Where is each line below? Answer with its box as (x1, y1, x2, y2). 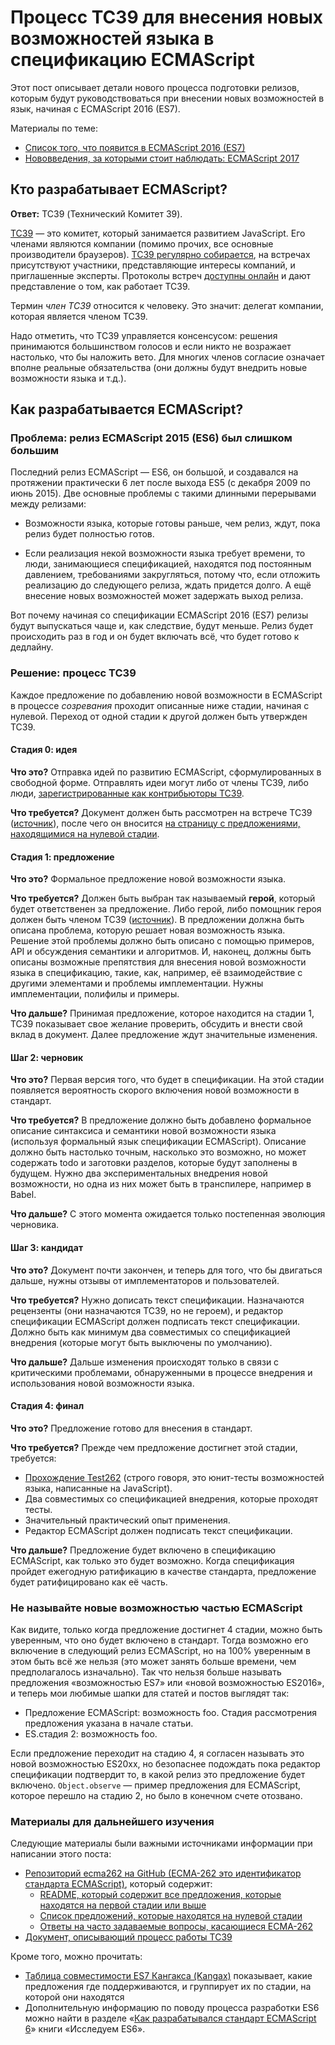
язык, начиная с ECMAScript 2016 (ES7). (10, 102, 181, 115)
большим (10, 444, 60, 458)
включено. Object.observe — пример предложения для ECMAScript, (10, 1779, 302, 1791)
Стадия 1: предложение (10, 851, 115, 863)
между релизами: (10, 498, 87, 510)
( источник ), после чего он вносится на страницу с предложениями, (10, 817, 301, 829)
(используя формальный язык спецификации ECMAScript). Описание (10, 1136, 307, 1148)
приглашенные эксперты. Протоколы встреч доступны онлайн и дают (10, 269, 312, 281)
